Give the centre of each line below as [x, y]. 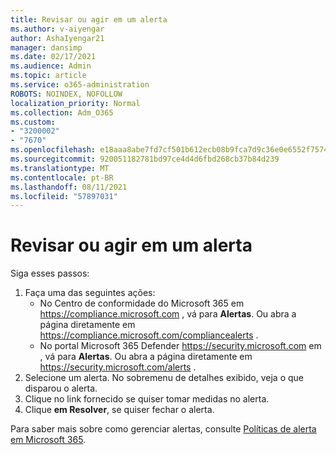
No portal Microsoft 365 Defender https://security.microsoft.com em [180, 346]
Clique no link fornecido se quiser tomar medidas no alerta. [147, 399]
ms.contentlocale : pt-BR [62, 177]
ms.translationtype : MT [60, 168]
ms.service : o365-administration [80, 85]
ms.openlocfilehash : [53, 150]
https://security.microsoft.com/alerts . [118, 367]
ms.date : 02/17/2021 [53, 57]
